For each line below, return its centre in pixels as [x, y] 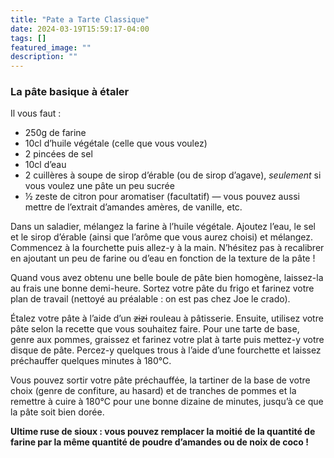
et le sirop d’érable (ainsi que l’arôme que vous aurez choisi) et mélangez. [161, 237]
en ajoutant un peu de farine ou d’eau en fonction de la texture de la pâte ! [163, 258]
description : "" [44, 57]
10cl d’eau [45, 165]
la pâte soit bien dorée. [57, 412]
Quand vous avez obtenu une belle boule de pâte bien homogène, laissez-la [167, 278]
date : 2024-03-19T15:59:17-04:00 [80, 29]
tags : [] [28, 38]
